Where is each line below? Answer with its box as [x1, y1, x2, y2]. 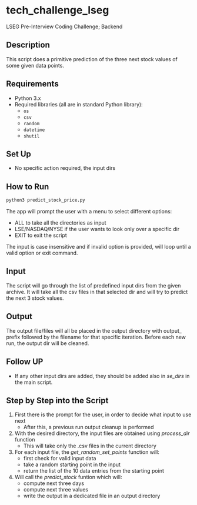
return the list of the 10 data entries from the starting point [23, 467, 165, 474]
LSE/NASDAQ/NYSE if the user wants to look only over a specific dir [14, 226, 180, 233]
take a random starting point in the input [23, 461, 121, 468]
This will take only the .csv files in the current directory [23, 442, 157, 450]
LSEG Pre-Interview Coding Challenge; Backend [6, 23, 123, 30]
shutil [23, 133, 40, 139]
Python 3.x [14, 95, 41, 102]
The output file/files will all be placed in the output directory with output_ [6, 327, 182, 334]
